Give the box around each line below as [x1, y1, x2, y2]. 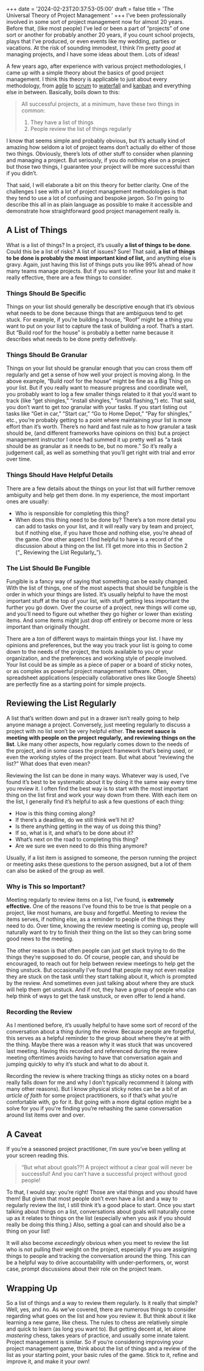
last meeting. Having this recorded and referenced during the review [6, 1048, 178, 1055]
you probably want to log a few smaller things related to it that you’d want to [6, 391, 197, 398]
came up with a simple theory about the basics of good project [6, 69, 164, 76]
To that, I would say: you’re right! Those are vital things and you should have [6, 1189, 198, 1196]
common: [21, 107, 46, 114]
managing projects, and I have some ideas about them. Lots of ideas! [6, 51, 180, 57]
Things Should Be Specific [6, 289, 86, 297]
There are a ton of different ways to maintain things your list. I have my [6, 635, 184, 642]
